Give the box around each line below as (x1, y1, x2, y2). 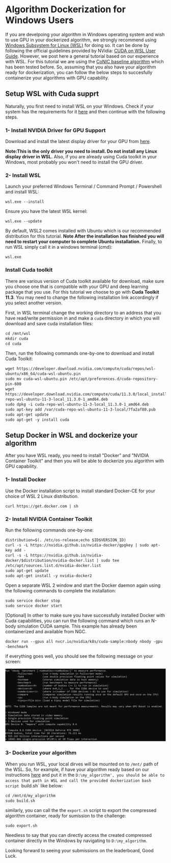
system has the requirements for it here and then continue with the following (5, 108, 165, 114)
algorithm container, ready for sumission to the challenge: (5, 812, 126, 819)
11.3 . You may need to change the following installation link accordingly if (5, 294, 159, 300)
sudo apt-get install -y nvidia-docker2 (5, 573, 93, 579)
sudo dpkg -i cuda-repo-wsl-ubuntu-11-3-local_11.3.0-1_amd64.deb (5, 402, 149, 407)
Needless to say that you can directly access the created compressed (5, 832, 152, 838)
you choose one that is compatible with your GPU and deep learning (5, 283, 149, 290)
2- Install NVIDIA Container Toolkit (5, 515, 93, 522)
